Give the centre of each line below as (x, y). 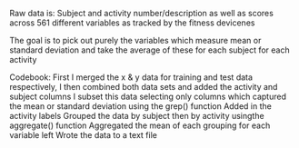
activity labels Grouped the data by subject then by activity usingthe (137, 116)
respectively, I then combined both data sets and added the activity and (144, 87)
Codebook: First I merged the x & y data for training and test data (131, 77)
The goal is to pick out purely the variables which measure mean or (135, 40)
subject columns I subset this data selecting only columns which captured (148, 96)
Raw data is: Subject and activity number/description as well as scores (142, 13)
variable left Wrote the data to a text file (83, 135)
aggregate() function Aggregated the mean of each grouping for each (140, 125)
